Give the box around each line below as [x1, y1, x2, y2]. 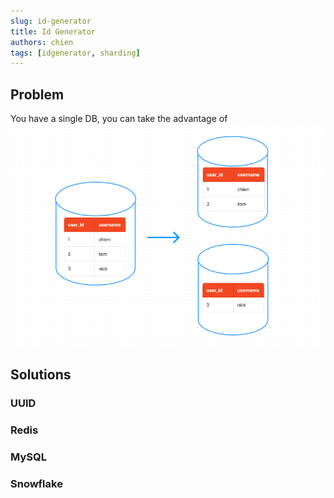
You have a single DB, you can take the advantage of [10, 113, 228, 125]
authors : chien [10, 37, 74, 47]
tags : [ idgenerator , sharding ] [10, 48, 141, 58]
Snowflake [10, 476, 63, 490]
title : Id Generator [10, 26, 97, 37]
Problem [10, 86, 65, 103]
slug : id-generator [10, 16, 92, 26]
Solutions [10, 366, 72, 384]
